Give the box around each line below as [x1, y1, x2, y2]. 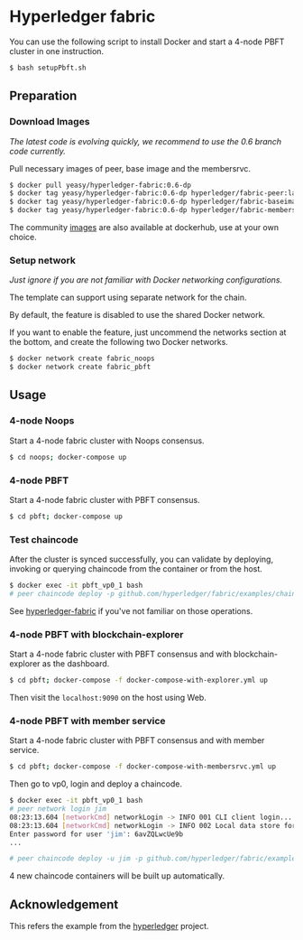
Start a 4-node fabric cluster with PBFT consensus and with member [9, 735, 265, 746]
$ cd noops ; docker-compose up [9, 452, 127, 461]
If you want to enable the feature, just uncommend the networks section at [9, 327, 287, 338]
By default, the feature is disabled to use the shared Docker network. [9, 310, 266, 321]
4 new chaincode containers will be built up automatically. [9, 870, 225, 881]
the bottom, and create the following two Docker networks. [9, 337, 228, 348]
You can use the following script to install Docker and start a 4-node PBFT [9, 36, 285, 47]
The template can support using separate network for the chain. [9, 292, 247, 303]
